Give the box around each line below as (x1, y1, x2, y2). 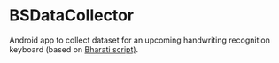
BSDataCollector (9, 5, 135, 26)
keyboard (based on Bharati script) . (9, 43, 139, 54)
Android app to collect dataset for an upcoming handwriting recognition (9, 35, 271, 45)
